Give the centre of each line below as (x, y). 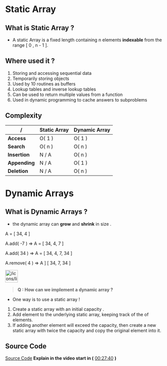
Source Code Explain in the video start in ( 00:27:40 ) (61, 358)
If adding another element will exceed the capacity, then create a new (84, 325)
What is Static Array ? (40, 28)
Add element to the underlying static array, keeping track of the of (80, 314)
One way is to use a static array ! (46, 299)
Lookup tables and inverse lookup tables (54, 89)
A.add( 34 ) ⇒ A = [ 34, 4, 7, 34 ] (39, 253)
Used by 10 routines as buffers (44, 83)
